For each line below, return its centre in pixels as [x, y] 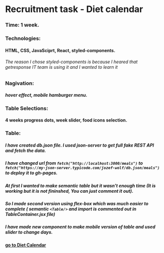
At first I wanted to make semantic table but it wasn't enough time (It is [80, 185]
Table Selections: [27, 108]
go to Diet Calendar [26, 245]
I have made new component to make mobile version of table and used [80, 227]
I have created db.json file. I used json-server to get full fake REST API [79, 145]
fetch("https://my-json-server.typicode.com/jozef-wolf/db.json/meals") [82, 168]
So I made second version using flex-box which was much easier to [77, 204]
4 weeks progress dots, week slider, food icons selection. [66, 120]
